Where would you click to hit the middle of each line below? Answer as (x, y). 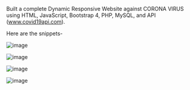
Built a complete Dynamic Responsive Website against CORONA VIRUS (95, 9)
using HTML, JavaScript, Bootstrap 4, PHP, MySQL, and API (81, 15)
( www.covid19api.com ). (36, 22)
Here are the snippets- (35, 33)
